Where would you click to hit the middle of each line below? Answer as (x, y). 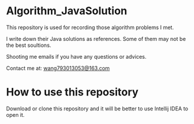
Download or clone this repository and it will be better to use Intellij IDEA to (97, 109)
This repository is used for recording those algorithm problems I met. (90, 27)
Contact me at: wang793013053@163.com (58, 68)
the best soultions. (29, 45)
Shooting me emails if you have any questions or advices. (76, 56)
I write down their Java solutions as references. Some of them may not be (96, 39)
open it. (15, 115)
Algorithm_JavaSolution (67, 11)
